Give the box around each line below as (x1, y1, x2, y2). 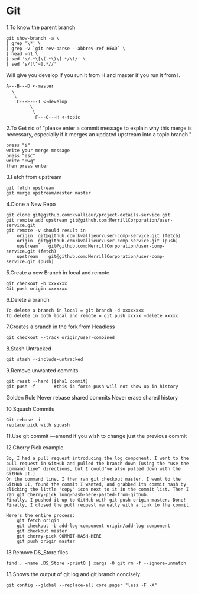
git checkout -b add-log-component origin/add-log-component (17, 523, 170, 529)
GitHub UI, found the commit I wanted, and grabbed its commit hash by (6, 481, 186, 487)
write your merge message (6, 147, 70, 154)
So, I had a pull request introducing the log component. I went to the (6, 455, 189, 461)
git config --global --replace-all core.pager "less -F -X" (6, 582, 158, 588)
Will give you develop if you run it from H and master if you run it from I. (6, 71, 180, 78)
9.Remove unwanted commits (6, 366, 79, 374)
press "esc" (6, 152, 35, 158)
